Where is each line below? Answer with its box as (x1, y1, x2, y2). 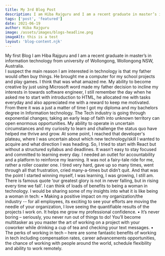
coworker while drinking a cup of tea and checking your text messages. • (5, 224, 154, 230)
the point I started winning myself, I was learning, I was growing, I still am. (5, 172, 154, 178)
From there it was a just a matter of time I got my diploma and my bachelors (5, 104, 158, 110)
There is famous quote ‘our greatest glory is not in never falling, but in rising (5, 178, 159, 183)
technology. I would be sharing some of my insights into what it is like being (5, 188, 158, 194)
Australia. (5, 63, 25, 69)
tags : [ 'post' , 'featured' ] (5, 16, 63, 21)
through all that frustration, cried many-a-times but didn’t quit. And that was (5, 167, 159, 173)
